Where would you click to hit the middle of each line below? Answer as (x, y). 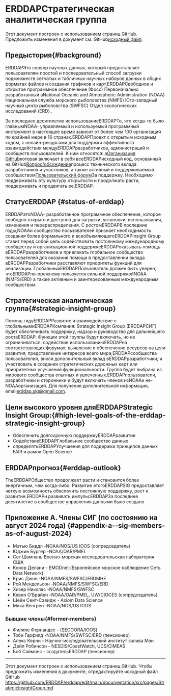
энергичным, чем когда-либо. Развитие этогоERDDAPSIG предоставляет (85, 485)
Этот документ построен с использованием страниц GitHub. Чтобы (79, 666)
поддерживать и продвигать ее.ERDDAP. (50, 186)
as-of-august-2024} (39, 534)
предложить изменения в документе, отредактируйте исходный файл (81, 672)
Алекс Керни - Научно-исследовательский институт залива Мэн (83, 641)
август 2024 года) (36, 526)
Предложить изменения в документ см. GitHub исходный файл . (74, 39)
